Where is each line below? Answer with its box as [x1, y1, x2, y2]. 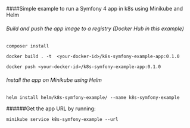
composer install [6, 43, 49, 49]
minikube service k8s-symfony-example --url [6, 117, 119, 123]
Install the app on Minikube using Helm [6, 76, 102, 84]
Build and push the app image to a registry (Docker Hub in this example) [6, 25, 185, 32]
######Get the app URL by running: [6, 105, 96, 112]
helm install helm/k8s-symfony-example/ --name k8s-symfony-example [6, 95, 180, 101]
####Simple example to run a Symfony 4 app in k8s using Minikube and [6, 5, 183, 12]
